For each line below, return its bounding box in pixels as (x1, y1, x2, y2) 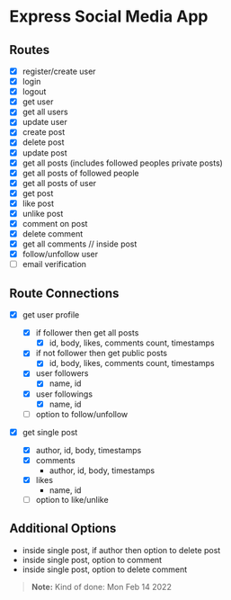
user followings (35, 389, 93, 399)
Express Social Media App (9, 6, 209, 27)
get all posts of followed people (22, 167, 139, 178)
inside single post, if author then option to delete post (22, 544, 221, 555)
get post (22, 187, 54, 199)
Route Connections (9, 285, 120, 300)
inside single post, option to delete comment (22, 564, 188, 575)
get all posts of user (22, 177, 97, 188)
